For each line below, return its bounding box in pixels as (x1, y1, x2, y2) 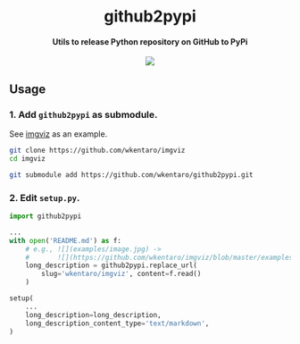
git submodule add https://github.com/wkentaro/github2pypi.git (9, 170, 254, 180)
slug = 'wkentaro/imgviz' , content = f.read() (41, 270, 202, 279)
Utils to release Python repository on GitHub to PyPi (52, 36, 248, 46)
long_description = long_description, (25, 310, 162, 319)
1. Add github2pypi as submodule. (9, 108, 158, 121)
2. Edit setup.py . (9, 191, 80, 204)
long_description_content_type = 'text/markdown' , (25, 319, 210, 328)
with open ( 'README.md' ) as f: (9, 236, 122, 245)
